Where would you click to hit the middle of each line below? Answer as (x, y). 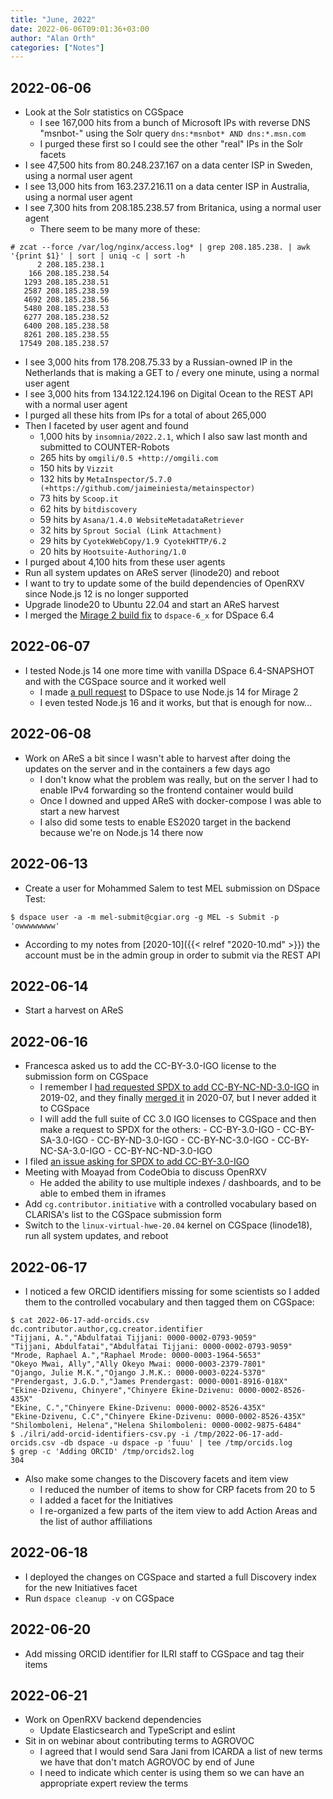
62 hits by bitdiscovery (88, 509)
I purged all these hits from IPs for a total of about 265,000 (145, 415)
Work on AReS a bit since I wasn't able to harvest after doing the (157, 758)
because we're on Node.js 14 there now (121, 832)
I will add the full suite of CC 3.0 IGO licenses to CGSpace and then (178, 1119)
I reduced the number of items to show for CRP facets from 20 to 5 (177, 1489)
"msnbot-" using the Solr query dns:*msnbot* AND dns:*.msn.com (173, 133)
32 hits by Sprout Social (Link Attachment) (131, 530)
